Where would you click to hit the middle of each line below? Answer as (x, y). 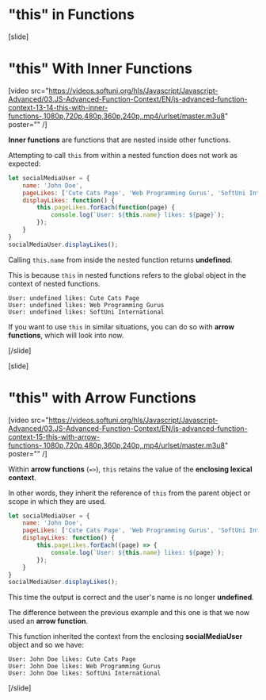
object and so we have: (46, 645)
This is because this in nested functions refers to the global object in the (127, 275)
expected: (25, 163)
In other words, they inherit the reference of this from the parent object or (129, 493)
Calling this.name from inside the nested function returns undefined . (120, 260)
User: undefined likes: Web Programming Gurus (86, 305)
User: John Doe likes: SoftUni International (84, 673)
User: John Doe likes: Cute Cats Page (72, 660)
